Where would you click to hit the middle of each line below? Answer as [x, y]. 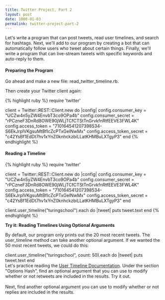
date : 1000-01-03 [23, 19]
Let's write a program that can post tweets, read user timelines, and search [82, 38]
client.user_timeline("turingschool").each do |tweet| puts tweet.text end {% [82, 210]
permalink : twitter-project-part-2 [42, 24]
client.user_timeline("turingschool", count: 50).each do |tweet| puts [74, 255]
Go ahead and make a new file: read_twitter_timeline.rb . [62, 81]
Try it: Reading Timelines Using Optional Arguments [60, 225]
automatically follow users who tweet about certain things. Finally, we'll [78, 48]
